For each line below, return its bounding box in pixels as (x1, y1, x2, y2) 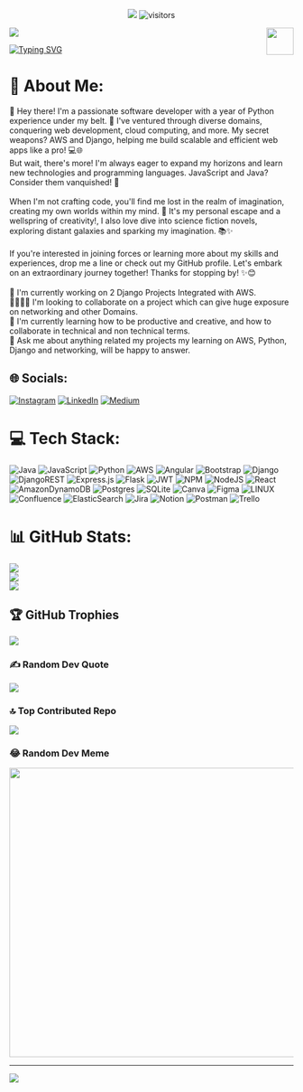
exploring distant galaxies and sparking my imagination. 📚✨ (9, 225, 234, 236)
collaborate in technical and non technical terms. (9, 325, 191, 336)
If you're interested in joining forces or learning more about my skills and (9, 248, 280, 259)
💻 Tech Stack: (9, 428, 121, 448)
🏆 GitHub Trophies (9, 607, 120, 623)
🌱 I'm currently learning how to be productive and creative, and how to (9, 315, 272, 326)
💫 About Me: (9, 76, 105, 97)
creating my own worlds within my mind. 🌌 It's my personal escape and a (9, 205, 281, 216)
